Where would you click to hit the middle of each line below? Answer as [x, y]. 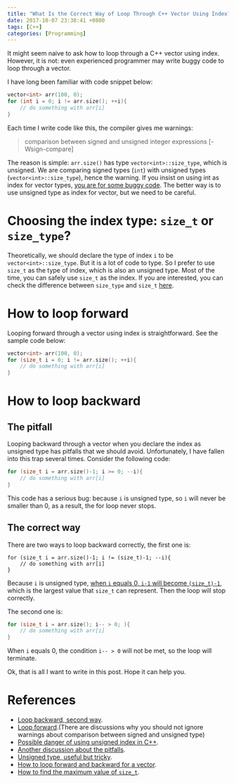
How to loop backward [74, 401]
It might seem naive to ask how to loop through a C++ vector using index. [113, 53]
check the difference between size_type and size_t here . [91, 285]
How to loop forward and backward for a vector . [87, 765]
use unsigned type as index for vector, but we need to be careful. [102, 192]
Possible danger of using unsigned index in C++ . [88, 742]
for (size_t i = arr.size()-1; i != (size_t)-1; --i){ [89, 557]
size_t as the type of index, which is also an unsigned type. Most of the [111, 270]
